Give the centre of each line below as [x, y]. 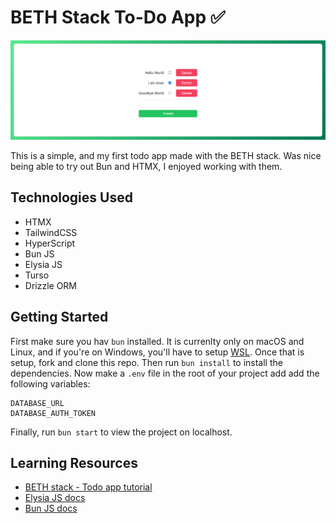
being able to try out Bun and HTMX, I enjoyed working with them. [146, 166]
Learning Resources [74, 462]
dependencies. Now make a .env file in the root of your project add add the [165, 373]
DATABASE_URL [37, 403]
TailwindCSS [51, 232]
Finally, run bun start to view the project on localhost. [121, 432]
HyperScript [50, 243]
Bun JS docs [51, 508]
